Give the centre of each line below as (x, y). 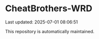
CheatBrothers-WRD (49, 9)
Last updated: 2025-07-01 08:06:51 (42, 22)
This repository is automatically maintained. (50, 31)
